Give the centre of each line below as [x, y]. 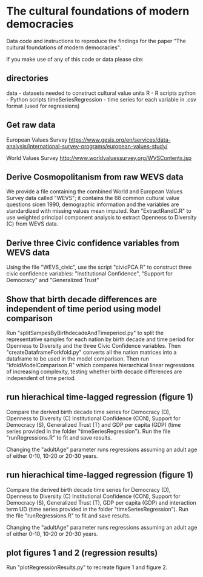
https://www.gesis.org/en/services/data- [120, 140]
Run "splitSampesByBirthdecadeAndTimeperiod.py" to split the [85, 333]
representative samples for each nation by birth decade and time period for [100, 339]
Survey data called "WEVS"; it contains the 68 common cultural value [93, 198]
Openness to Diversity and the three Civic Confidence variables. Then [94, 346]
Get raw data [31, 125]
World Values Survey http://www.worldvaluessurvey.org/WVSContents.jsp [99, 158]
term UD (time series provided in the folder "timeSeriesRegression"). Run [98, 509]
